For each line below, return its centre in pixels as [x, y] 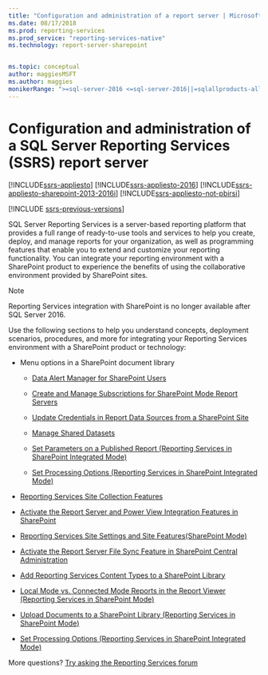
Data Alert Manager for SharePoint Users [99, 378]
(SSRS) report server [79, 163]
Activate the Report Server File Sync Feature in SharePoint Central [128, 551]
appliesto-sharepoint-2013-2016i [62, 193]
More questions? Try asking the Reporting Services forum [103, 662]
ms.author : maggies [41, 81]
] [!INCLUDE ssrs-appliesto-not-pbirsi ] [178, 193]
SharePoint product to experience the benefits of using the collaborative [127, 266]
